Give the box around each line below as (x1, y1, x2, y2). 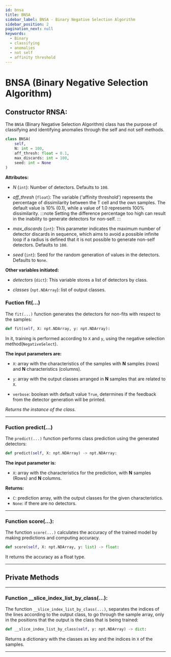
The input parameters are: (5, 350, 62, 357)
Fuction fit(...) (5, 299, 41, 306)
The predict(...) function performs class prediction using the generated (5, 435, 159, 441)
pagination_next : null (5, 26, 53, 32)
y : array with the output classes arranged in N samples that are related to (12, 375, 166, 382)
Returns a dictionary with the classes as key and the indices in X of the (5, 636, 153, 642)
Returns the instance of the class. (5, 406, 76, 413)
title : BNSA (5, 12, 31, 17)
